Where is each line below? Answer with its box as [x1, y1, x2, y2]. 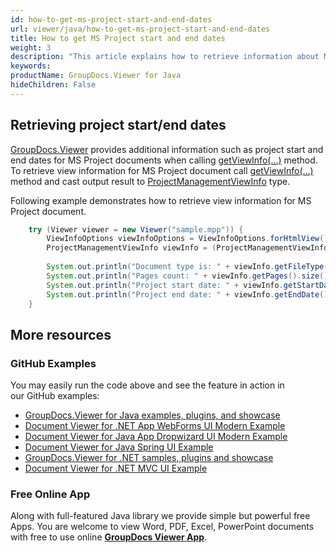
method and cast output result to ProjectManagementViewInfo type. [10, 175, 291, 187]
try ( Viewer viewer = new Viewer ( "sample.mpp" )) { [28, 224, 244, 235]
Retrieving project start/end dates [10, 117, 227, 134]
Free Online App [10, 487, 91, 501]
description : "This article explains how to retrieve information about [10, 52, 320, 62]
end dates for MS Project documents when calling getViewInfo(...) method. [10, 154, 318, 166]
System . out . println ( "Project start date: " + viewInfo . [46, 280, 284, 290]
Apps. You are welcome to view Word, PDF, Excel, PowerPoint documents [10, 521, 315, 533]
